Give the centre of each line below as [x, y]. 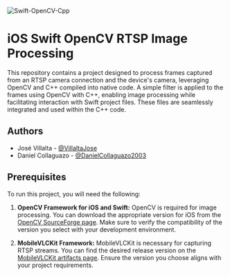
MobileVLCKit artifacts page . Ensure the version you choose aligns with [119, 257]
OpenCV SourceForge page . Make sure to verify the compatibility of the [120, 222]
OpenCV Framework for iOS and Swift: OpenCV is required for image [117, 207]
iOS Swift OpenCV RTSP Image [98, 39]
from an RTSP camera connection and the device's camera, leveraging [108, 80]
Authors [25, 131]
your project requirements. [55, 265]
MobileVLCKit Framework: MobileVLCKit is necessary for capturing [114, 243]
